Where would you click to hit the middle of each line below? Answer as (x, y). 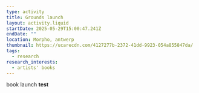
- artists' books (34, 67)
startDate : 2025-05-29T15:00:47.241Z (54, 28)
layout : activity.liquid (38, 23)
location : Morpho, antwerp (40, 40)
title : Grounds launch (35, 17)
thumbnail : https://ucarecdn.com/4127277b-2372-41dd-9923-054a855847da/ (100, 46)
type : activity (25, 12)
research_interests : (32, 62)
